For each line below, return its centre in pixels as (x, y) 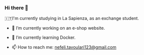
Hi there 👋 (17, 8)
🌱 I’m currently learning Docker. (44, 37)
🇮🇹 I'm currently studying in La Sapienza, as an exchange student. (72, 18)
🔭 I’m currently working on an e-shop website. (58, 28)
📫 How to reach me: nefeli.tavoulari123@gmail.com (64, 47)
